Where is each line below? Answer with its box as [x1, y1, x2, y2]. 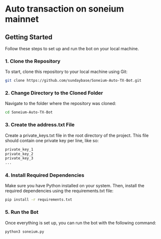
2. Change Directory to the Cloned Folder [5, 90, 103, 96]
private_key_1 [5, 147, 34, 152]
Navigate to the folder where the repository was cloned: [5, 101, 117, 106]
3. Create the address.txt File [5, 121, 75, 128]
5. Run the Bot [5, 209, 39, 216]
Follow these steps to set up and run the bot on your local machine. [5, 46, 139, 51]
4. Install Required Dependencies [5, 172, 85, 179]
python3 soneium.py [5, 229, 44, 234]
